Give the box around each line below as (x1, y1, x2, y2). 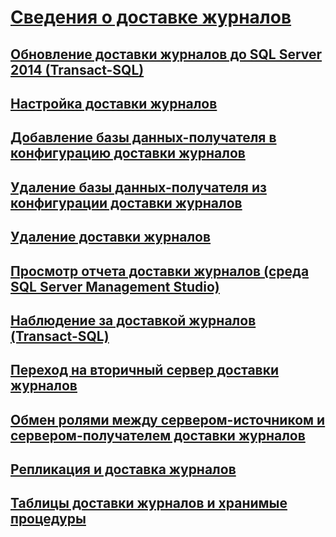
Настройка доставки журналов (10, 95, 218, 112)
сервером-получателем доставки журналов (10, 427, 306, 444)
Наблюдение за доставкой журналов (10, 312, 257, 329)
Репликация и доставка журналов (10, 461, 237, 478)
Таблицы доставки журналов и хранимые (10, 495, 288, 512)
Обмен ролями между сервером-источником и (10, 411, 326, 428)
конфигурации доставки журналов (10, 194, 243, 211)
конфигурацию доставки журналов (10, 145, 246, 162)
